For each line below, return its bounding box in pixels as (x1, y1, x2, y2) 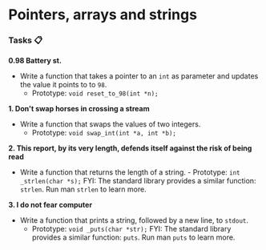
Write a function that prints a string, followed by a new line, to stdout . (19, 216, 249, 225)
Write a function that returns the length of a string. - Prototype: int (19, 167, 240, 177)
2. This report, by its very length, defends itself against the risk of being (8, 143, 252, 153)
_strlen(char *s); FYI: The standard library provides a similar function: (19, 176, 256, 186)
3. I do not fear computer (8, 200, 93, 210)
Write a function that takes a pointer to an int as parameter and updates (19, 71, 259, 81)
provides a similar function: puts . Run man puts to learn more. (31, 232, 236, 242)
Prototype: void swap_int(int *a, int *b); (31, 128, 176, 138)
